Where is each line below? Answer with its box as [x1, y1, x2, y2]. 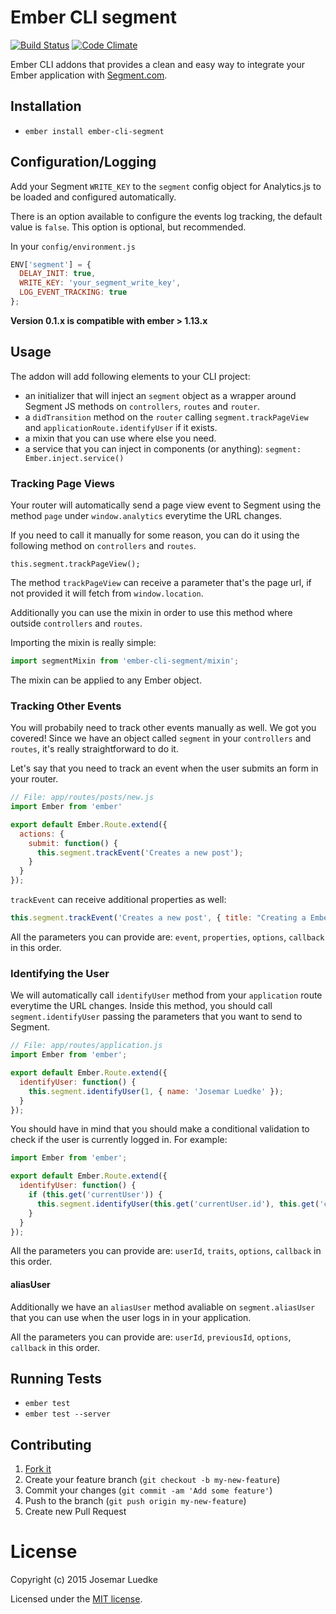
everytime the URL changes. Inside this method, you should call [10, 1000, 273, 1012]
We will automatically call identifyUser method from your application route [10, 989, 323, 1001]
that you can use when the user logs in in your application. [10, 1311, 252, 1323]
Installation [10, 98, 82, 115]
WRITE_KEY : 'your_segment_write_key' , [19, 278, 182, 288]
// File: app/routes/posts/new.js [10, 792, 155, 803]
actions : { [19, 829, 65, 839]
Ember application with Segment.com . [10, 69, 168, 81]
